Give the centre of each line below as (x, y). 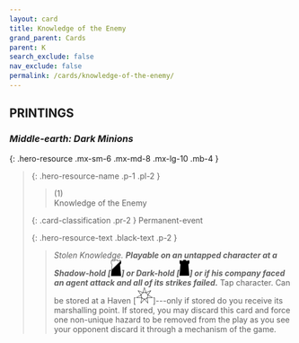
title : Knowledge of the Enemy (68, 28)
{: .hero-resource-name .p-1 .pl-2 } (96, 176)
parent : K (28, 48)
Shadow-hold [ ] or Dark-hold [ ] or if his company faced (169, 273)
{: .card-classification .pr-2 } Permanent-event (117, 220)
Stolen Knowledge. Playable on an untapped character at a (166, 255)
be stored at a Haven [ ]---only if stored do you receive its (168, 300)
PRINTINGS (42, 114)
